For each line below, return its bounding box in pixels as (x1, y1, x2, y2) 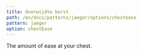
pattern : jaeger (6, 20, 47, 26)
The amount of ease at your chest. (6, 42, 92, 50)
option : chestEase (6, 25, 53, 32)
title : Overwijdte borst (6, 8, 69, 15)
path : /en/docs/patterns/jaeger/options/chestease (6, 15, 137, 21)
